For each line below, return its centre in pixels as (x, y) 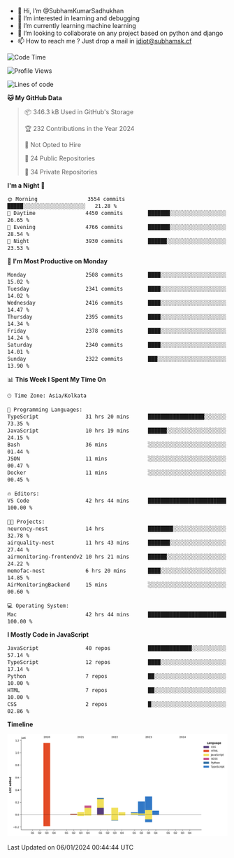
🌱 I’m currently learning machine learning (76, 26)
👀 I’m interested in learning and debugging (78, 18)
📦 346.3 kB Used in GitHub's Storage (79, 112)
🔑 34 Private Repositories (61, 172)
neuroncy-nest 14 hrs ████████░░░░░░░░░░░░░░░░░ (117, 529)
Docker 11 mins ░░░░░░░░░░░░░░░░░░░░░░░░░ (117, 473)
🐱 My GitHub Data (35, 98)
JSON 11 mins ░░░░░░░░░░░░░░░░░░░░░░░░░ (117, 459)
